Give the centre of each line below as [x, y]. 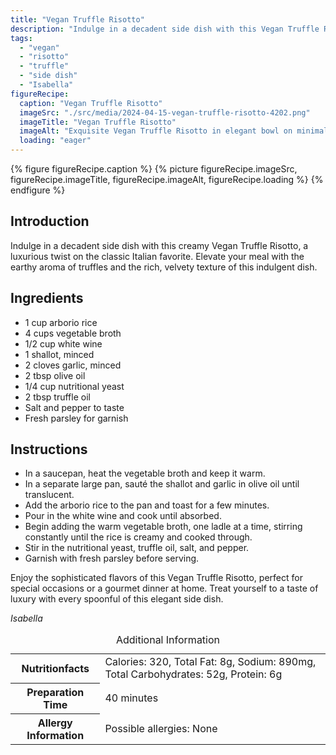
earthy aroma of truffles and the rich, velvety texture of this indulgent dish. [164, 267]
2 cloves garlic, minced [73, 365]
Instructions [49, 449]
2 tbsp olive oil [55, 375]
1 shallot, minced [59, 354]
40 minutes [131, 698]
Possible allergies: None [161, 728]
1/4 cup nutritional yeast [74, 386]
